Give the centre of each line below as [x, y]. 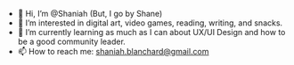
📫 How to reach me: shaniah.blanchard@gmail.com [113, 51]
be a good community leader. [72, 41]
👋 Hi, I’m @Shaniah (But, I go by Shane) [90, 14]
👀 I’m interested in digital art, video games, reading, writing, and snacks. [150, 23]
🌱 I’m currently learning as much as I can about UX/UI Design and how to [151, 32]
